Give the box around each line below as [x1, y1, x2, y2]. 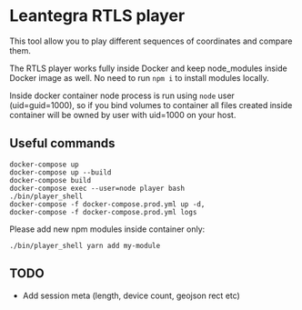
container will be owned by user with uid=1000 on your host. [9, 109, 237, 120]
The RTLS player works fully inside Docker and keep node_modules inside [9, 63, 288, 74]
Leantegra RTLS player [9, 5, 186, 26]
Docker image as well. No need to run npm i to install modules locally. [9, 72, 270, 83]
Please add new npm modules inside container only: [9, 224, 206, 235]
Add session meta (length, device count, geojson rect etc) [22, 290, 241, 301]
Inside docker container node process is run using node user [9, 90, 235, 101]
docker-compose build [9, 175, 92, 185]
